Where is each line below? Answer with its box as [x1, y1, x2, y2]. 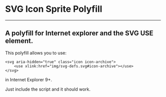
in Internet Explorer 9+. [5, 76, 52, 82]
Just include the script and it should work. [5, 86, 91, 92]
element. [5, 37, 34, 45]
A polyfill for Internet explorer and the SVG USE [5, 29, 154, 37]
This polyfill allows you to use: [5, 50, 67, 56]
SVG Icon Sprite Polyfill [5, 3, 103, 15]
